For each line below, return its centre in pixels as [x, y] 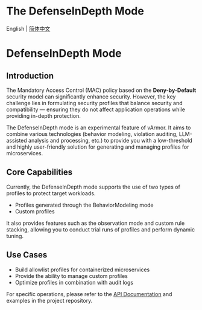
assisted [17, 140]
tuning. [15, 236]
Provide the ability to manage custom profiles [71, 276]
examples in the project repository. [49, 300]
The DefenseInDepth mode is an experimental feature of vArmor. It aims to [99, 128]
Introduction [30, 76]
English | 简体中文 [28, 28]
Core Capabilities [39, 173]
